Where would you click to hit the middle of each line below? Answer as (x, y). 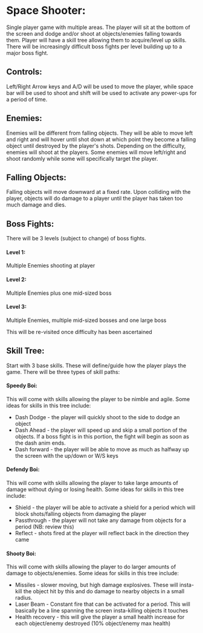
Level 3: (17, 307)
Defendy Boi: (23, 469)
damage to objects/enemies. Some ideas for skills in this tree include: (93, 573)
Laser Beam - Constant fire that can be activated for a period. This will (102, 604)
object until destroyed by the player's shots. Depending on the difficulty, (96, 146)
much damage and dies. (36, 205)
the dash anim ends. (40, 443)
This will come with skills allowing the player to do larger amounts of (91, 567)
